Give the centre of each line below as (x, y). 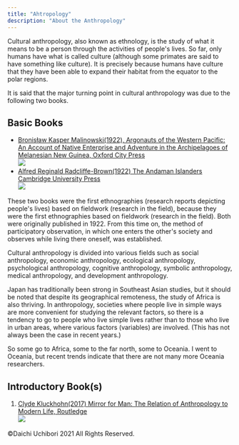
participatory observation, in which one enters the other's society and (110, 231)
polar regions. (28, 79)
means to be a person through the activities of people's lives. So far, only (115, 49)
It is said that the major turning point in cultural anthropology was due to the (119, 93)
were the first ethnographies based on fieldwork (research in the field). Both (119, 216)
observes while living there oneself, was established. (85, 239)
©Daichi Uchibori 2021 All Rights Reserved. (71, 434)
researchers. (26, 364)
